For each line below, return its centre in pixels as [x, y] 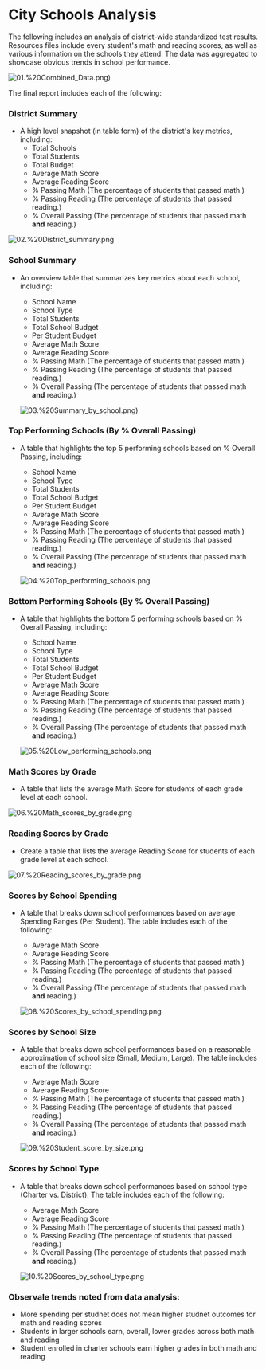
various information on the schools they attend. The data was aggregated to [133, 53]
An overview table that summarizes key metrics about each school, [130, 277]
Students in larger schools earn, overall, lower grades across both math [137, 1331]
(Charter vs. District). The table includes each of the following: [122, 1194]
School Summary [42, 261]
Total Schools [54, 148]
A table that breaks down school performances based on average [127, 913]
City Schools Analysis [82, 15]
